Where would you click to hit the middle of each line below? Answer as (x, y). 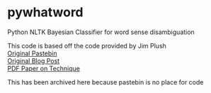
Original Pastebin (32, 53)
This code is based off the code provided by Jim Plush (87, 45)
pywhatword (45, 12)
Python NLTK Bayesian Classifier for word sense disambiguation (101, 32)
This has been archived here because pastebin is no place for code (105, 82)
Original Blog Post (34, 60)
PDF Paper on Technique (44, 68)
